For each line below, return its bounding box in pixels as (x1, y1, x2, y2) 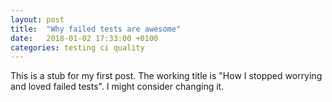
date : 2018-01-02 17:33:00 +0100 (10, 33, 159, 43)
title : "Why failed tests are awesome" (10, 24, 182, 34)
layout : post (10, 14, 65, 25)
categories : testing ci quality (10, 42, 145, 53)
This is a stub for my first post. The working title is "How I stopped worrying (10, 70, 323, 82)
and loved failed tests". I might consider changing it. (10, 81, 225, 93)
